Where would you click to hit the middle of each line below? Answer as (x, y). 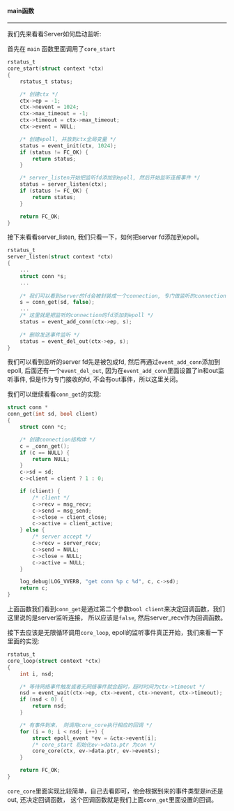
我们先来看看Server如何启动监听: (54, 34)
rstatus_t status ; (46, 81)
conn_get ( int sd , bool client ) (53, 414)
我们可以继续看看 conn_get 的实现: (54, 394)
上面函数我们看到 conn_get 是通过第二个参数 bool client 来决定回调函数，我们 (116, 609)
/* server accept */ (62, 537)
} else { (32, 530)
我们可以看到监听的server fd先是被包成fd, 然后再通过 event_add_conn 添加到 (114, 362)
